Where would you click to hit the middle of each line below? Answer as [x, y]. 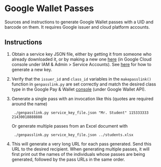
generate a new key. [32, 69]
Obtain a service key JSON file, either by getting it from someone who [81, 54]
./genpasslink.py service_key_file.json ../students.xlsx [74, 135]
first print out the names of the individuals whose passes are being [78, 154]
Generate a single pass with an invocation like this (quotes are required [82, 99]
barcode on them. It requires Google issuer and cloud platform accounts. [77, 27]
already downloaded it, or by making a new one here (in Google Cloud [81, 59]
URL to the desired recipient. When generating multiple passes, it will [80, 149]
